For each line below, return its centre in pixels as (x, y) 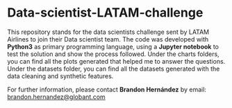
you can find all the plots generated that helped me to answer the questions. (116, 61)
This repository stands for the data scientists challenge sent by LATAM (108, 32)
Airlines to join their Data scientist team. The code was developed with (108, 39)
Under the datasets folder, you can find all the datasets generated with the (114, 69)
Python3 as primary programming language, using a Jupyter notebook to (113, 46)
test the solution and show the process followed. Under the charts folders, (114, 54)
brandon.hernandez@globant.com (56, 97)
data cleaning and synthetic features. (60, 76)
